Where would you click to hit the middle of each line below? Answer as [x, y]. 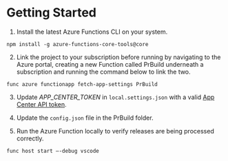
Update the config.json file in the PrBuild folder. [85, 118]
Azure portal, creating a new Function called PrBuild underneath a [110, 64]
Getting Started [52, 13]
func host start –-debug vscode [53, 151]
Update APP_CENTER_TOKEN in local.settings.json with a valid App [115, 97]
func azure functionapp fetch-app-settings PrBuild [82, 84]
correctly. [30, 138]
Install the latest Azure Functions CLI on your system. [92, 32]
